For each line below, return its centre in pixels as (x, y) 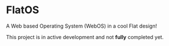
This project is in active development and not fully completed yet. (85, 37)
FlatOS (23, 10)
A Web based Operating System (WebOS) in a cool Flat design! (82, 26)
